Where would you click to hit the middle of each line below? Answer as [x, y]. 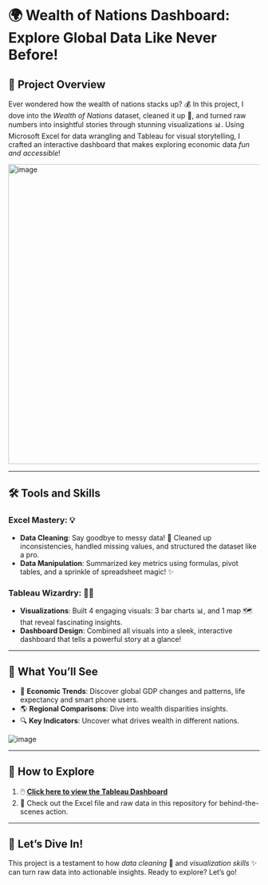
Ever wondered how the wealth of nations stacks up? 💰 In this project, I [126, 104]
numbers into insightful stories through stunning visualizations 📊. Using [126, 124]
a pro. [30, 554]
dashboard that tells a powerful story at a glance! [100, 639]
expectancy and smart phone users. [79, 700]
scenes [32, 811]
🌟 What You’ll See [53, 672]
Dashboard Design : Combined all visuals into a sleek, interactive [126, 630]
